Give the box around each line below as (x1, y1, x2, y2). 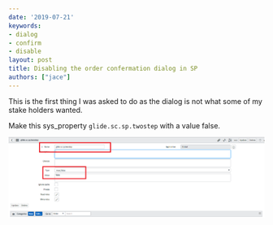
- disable (8, 47, 42, 56)
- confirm (8, 39, 42, 47)
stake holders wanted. (8, 105, 83, 115)
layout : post (8, 56, 53, 64)
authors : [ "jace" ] (8, 73, 71, 81)
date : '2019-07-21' (8, 13, 75, 21)
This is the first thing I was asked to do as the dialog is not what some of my (8, 96, 262, 106)
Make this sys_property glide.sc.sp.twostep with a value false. (8, 120, 221, 130)
